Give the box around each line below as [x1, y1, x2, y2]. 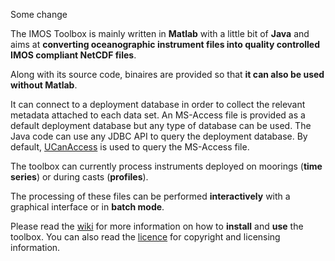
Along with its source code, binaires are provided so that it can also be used [10, 69, 325, 80]
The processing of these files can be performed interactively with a [10, 190, 291, 202]
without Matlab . [10, 79, 78, 91]
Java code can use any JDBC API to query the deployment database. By [10, 130, 308, 142]
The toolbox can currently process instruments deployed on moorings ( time [10, 160, 323, 172]
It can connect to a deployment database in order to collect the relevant [10, 99, 306, 110]
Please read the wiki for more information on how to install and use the [10, 220, 304, 232]
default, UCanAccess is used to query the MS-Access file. [10, 141, 250, 153]
